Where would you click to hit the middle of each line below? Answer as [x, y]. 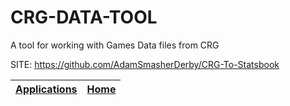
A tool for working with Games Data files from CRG [115, 45]
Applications [46, 89]
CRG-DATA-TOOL [84, 17]
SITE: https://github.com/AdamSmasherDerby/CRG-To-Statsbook [145, 64]
